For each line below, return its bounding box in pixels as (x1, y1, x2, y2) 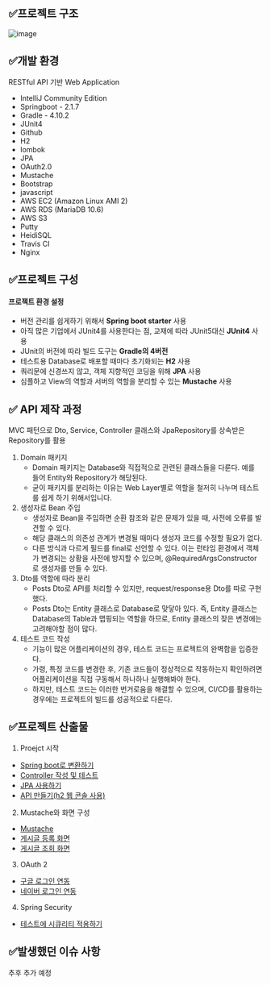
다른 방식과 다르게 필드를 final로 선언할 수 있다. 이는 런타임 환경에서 (31, 543, 244, 553)
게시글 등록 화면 (19, 833, 70, 843)
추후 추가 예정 (8, 967, 52, 977)
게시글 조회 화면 (19, 843, 70, 853)
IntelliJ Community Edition (19, 93, 107, 102)
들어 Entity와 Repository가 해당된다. (31, 473, 148, 483)
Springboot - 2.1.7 (19, 102, 80, 111)
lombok (19, 144, 46, 154)
